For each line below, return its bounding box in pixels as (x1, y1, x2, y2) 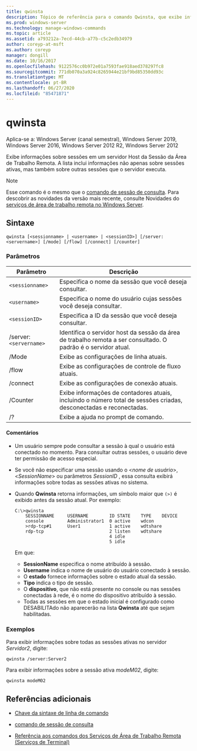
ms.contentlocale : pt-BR (6, 80, 67, 86)
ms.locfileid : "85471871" (6, 91, 69, 97)
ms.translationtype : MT (6, 74, 64, 80)
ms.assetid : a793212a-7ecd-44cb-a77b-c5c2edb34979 (6, 36, 133, 42)
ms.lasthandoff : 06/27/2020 (6, 85, 75, 91)
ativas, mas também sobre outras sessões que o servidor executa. (6, 165, 167, 172)
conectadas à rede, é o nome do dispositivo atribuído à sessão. (23, 592, 177, 599)
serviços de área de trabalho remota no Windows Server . (6, 201, 144, 208)
